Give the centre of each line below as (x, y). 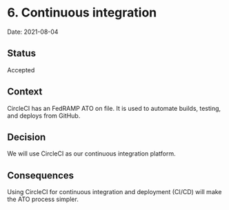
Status (22, 53)
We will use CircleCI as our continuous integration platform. (91, 154)
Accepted (21, 70)
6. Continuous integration (82, 13)
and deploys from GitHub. (44, 116)
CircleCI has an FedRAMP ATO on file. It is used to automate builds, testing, (114, 108)
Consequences (41, 175)
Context (25, 92)
